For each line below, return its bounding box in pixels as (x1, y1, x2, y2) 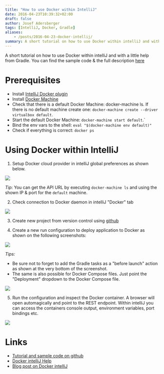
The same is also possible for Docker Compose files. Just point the (12, 271, 147, 277)
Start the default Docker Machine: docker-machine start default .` (12, 117, 145, 123)
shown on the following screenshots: (12, 232, 86, 238)
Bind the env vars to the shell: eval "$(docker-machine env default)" (12, 122, 152, 128)
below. (12, 166, 26, 172)
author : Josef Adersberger (5, 21, 60, 26)
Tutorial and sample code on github (12, 352, 84, 358)
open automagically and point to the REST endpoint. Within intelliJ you (12, 300, 154, 306)
